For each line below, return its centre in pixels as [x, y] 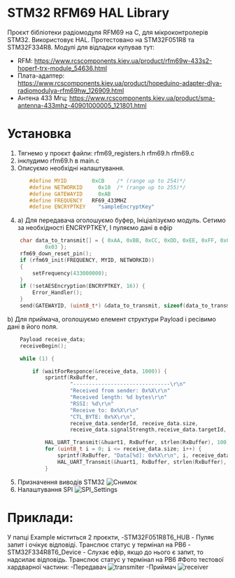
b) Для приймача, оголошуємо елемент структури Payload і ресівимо [112, 319]
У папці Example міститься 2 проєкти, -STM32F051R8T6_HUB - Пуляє [111, 537]
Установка [40, 134]
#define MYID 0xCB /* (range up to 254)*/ [108, 181]
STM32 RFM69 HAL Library [88, 13]
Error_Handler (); [57, 293]
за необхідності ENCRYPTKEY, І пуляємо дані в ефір [95, 228]
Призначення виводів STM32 [61, 482]
